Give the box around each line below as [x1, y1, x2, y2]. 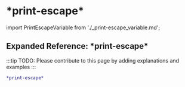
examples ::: [6, 63, 36, 70]
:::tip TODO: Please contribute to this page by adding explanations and [6, 57, 180, 64]
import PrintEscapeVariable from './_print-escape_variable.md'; [6, 24, 161, 31]
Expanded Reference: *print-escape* [6, 41, 149, 51]
